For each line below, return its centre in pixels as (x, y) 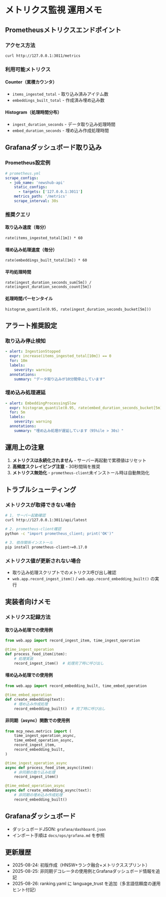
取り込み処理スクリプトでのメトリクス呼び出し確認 (64, 572)
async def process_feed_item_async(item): (49, 768)
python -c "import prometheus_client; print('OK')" (59, 534)
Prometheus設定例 (28, 163)
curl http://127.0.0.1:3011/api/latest (46, 520)
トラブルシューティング (41, 490)
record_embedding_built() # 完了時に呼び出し (60, 709)
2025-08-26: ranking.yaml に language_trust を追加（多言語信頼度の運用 (86, 884)
